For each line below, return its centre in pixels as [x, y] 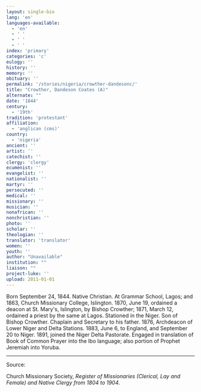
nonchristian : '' [28, 218]
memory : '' [20, 73]
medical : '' [21, 195]
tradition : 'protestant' [37, 117]
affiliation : [22, 123]
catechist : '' [24, 156]
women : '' [19, 246]
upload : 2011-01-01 [31, 279]
